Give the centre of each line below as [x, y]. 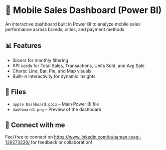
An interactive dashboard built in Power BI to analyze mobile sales [73, 24]
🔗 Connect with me [35, 125]
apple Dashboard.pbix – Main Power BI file [56, 104]
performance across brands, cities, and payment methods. [65, 29]
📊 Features [23, 46]
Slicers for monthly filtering [40, 60]
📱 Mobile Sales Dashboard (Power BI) [83, 10]
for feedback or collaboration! [61, 142]
